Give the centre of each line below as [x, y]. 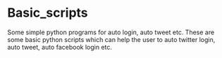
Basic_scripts [48, 13]
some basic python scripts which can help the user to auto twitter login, [111, 39]
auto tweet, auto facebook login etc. [60, 47]
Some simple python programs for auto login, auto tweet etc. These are [111, 32]
